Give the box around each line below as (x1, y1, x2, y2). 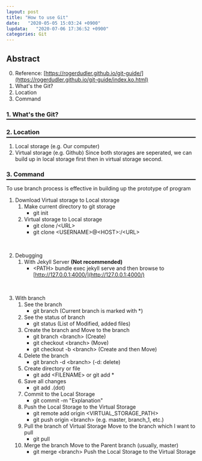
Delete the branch (23, 352, 69, 359)
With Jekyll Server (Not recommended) (23, 258, 123, 265)
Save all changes (23, 377, 67, 384)
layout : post (6, 8, 39, 15)
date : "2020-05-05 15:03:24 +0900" (6, 20, 101, 26)
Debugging (14, 251, 43, 259)
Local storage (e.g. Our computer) (14, 142, 100, 149)
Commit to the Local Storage (23, 390, 95, 398)
